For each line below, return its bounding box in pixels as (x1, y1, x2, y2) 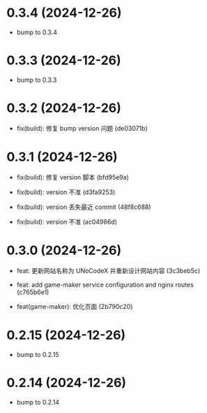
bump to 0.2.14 (16, 398, 60, 406)
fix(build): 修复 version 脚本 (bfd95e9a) (16, 173, 130, 181)
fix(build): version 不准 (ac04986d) (16, 217, 118, 226)
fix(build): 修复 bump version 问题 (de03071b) (16, 124, 148, 132)
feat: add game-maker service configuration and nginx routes (16, 280, 194, 289)
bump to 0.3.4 (16, 28, 57, 36)
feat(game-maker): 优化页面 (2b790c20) (16, 302, 133, 310)
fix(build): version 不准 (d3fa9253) (16, 187, 116, 196)
